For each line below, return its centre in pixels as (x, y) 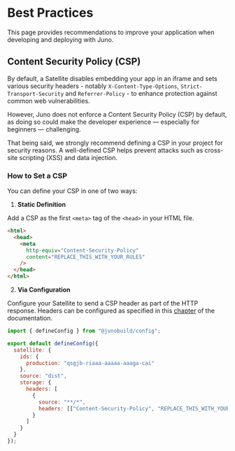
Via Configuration (44, 290)
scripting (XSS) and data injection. (68, 157)
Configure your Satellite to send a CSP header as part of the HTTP (103, 303)
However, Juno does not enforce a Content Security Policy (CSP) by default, (117, 114)
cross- (214, 150)
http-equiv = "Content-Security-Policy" (82, 250)
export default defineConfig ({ (53, 343)
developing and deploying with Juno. (60, 39)
